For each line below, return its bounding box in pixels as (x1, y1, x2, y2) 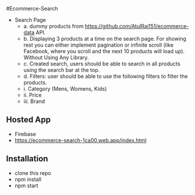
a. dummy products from (23, 23, 84, 29)
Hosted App (6, 115, 51, 125)
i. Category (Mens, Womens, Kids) (23, 85, 107, 92)
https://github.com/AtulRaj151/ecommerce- (84, 23, 189, 29)
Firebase (14, 130, 37, 137)
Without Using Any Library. (23, 54, 90, 61)
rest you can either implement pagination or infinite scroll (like (23, 41, 174, 48)
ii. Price (23, 91, 42, 98)
